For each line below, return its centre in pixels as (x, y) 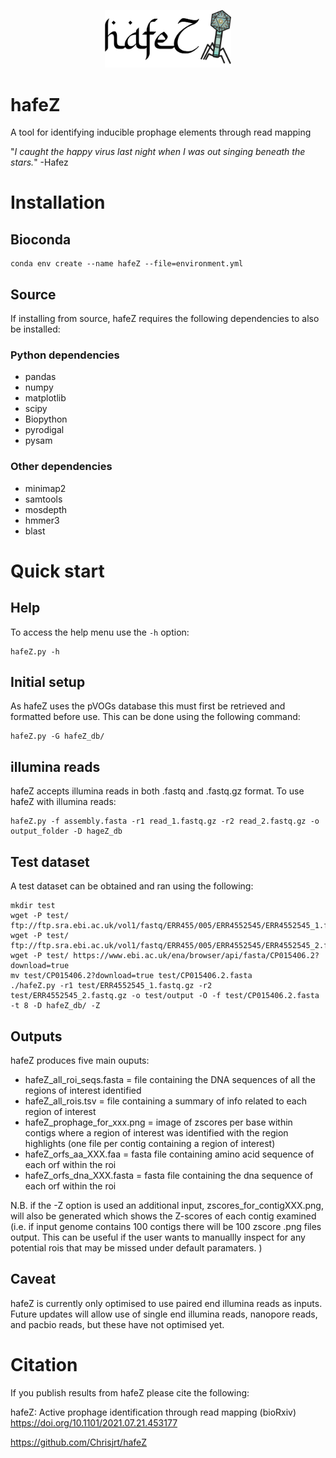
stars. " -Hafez (39, 162)
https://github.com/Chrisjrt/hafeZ (79, 1442)
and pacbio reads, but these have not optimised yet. (117, 1324)
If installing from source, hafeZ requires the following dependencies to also (165, 319)
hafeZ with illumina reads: (63, 802)
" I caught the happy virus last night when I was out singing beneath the (158, 152)
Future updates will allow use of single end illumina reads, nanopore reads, (164, 1314)
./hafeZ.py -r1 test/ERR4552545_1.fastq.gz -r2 (111, 986)
